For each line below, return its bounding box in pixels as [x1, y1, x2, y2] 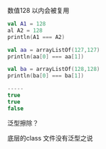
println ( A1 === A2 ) [7, 33, 65, 40]
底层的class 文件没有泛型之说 [7, 133, 93, 142]
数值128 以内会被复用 [7, 6, 70, 14]
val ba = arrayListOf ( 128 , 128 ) [7, 66, 100, 73]
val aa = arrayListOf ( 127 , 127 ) [7, 46, 100, 53]
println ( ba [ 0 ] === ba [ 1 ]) [7, 72, 84, 79]
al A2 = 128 [7, 27, 43, 34]
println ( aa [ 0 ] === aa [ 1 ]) [7, 53, 84, 60]
